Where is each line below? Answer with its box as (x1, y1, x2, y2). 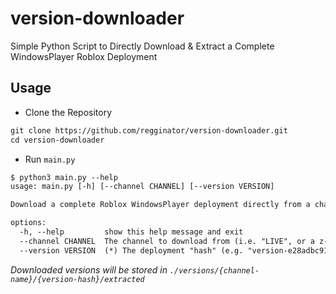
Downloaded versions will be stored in (10, 263, 168, 276)
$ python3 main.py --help (10, 172, 118, 182)
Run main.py (24, 153, 76, 165)
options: (10, 218, 47, 228)
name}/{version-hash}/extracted (10, 274, 145, 284)
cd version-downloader (10, 135, 105, 145)
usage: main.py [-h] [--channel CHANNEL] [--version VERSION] (10, 182, 275, 192)
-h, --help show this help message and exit (19, 227, 244, 237)
